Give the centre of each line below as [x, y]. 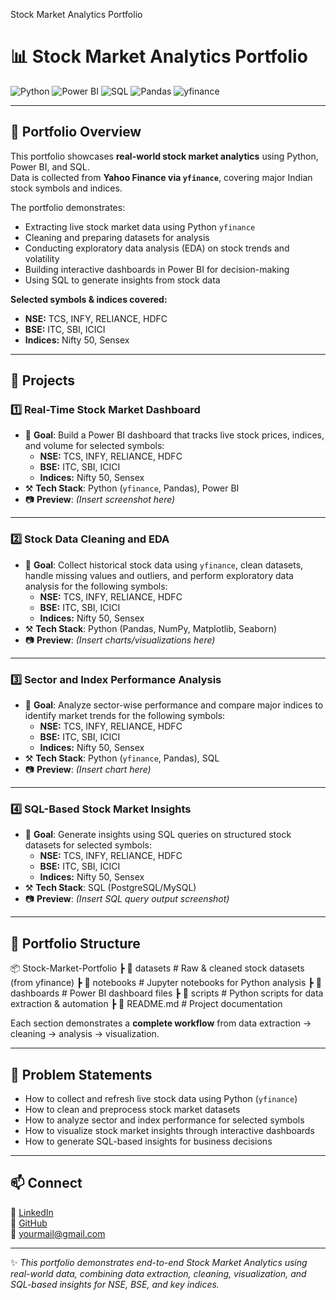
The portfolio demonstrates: [68, 207]
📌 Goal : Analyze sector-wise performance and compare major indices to [174, 705]
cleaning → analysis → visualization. [85, 1034]
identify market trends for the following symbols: [125, 716]
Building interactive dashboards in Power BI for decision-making [157, 269]
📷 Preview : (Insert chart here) [88, 770]
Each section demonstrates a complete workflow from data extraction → [161, 1023]
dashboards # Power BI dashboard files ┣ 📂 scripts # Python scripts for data [167, 993]
